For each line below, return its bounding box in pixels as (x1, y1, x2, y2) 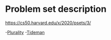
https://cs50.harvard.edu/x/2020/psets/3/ (5, 20, 91, 26)
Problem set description (5, 3, 107, 15)
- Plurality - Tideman (5, 29, 45, 35)
